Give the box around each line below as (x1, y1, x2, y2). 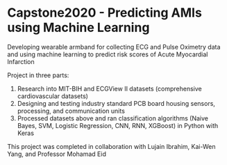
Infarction (7, 57, 35, 65)
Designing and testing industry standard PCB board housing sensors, (17, 99, 215, 107)
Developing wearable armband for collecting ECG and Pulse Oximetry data (7, 42, 221, 51)
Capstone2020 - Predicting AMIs (7, 5, 203, 21)
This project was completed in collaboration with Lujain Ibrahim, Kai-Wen (7, 142, 216, 150)
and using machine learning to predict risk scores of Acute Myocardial (7, 50, 208, 58)
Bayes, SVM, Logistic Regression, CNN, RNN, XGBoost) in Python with (17, 121, 219, 129)
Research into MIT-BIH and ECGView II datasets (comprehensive (17, 84, 203, 93)
